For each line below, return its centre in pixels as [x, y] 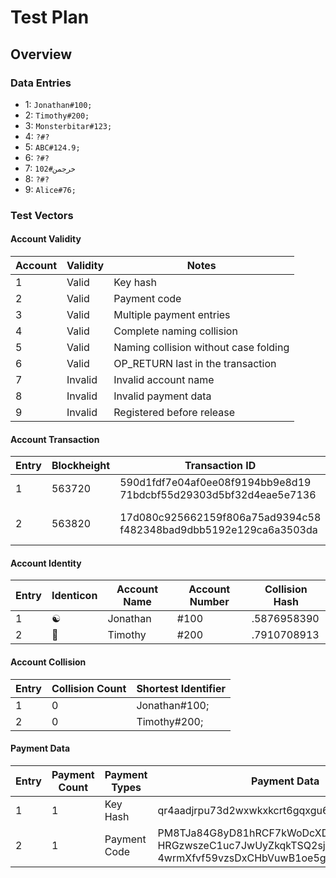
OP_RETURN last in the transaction [195, 363]
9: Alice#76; [50, 189]
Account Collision [48, 662]
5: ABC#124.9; [52, 147]
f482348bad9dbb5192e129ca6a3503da [218, 530]
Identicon [74, 596]
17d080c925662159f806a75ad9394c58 [220, 518]
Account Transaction [55, 439]
